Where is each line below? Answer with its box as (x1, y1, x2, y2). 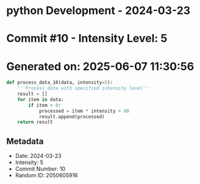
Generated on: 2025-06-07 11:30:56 (6, 59, 195, 73)
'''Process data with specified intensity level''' (17, 85, 151, 91)
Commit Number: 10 (15, 165, 66, 172)
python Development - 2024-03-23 (6, 4, 191, 18)
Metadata (6, 136, 44, 146)
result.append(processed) (38, 113, 105, 119)
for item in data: (17, 96, 64, 102)
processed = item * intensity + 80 (38, 108, 130, 114)
